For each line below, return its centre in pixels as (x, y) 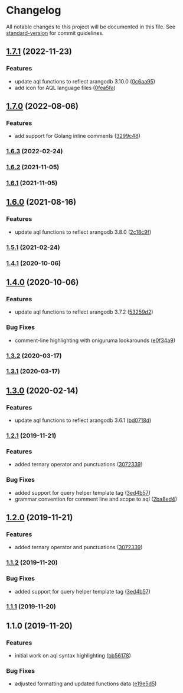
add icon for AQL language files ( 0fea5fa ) (65, 88)
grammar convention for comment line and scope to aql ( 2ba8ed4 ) (96, 499)
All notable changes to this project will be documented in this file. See (91, 27)
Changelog (34, 10)
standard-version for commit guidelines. (55, 33)
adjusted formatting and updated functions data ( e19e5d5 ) (86, 684)
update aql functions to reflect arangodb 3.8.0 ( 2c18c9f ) (83, 232)
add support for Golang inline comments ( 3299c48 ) (77, 136)
